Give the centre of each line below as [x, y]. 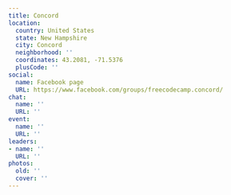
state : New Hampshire [52, 38]
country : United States [55, 30]
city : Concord [39, 45]
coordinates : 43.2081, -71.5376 [70, 60]
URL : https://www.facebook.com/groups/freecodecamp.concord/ [119, 90]
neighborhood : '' [44, 53]
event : [19, 119]
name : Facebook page [50, 82]
